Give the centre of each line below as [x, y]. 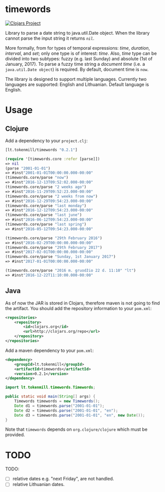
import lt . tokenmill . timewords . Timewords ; [50, 387]
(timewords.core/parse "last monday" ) [46, 206]
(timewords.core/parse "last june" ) [44, 215]
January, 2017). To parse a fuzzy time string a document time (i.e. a [75, 64]
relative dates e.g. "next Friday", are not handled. [63, 479]
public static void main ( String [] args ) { [50, 397]
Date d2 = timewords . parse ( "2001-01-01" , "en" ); [66, 411]
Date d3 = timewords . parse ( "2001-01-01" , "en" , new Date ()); [79, 415]
